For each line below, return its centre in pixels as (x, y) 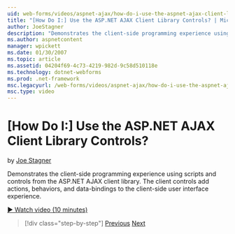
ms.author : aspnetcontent (45, 40)
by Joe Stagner (29, 161)
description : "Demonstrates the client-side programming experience (109, 33)
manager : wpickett (34, 46)
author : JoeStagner (36, 27)
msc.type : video (31, 92)
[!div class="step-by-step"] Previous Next (85, 224)
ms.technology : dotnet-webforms (54, 72)
